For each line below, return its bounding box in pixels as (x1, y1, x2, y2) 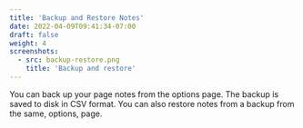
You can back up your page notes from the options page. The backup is (9, 88, 279, 100)
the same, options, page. (9, 108, 103, 119)
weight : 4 (9, 38, 47, 48)
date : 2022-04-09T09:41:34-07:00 (9, 22, 136, 31)
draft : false (9, 30, 59, 39)
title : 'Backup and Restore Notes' (9, 13, 145, 23)
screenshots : (9, 47, 59, 56)
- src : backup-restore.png (17, 55, 120, 64)
